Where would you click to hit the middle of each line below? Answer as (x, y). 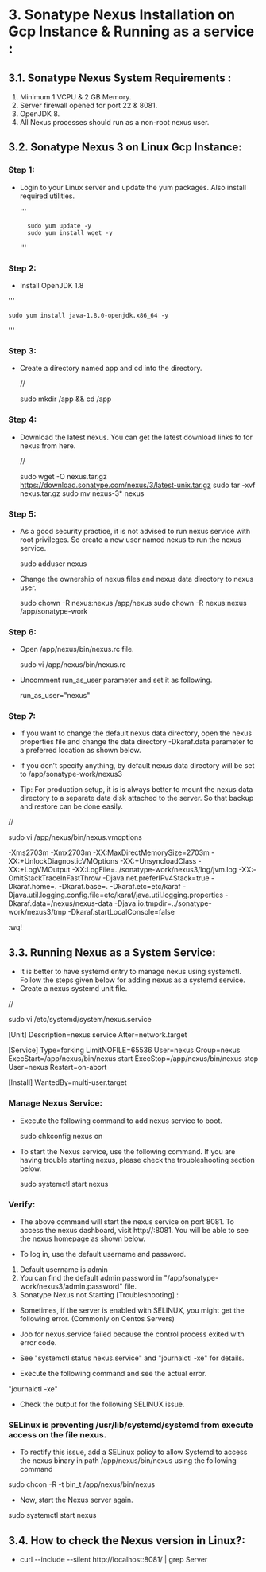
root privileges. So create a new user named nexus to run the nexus (131, 540)
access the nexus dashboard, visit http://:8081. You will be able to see (134, 1230)
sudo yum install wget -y (70, 232)
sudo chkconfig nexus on (61, 1136)
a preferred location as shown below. (80, 751)
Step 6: (23, 632)
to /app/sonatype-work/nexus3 (71, 774)
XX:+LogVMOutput (39, 870)
